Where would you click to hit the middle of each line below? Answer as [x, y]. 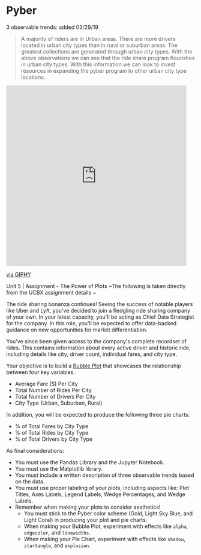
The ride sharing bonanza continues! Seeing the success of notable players [100, 304]
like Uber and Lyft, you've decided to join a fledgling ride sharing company [98, 310]
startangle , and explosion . [57, 545]
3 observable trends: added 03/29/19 [52, 27]
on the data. [30, 481]
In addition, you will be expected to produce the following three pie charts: [98, 414]
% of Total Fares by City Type [52, 426]
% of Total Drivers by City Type [54, 439]
